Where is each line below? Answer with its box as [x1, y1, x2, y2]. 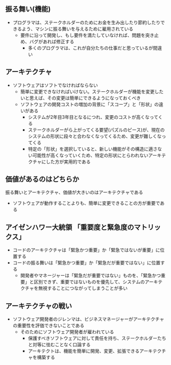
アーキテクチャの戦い [5, 301, 72, 310]
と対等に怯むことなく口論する [28, 342, 91, 348]
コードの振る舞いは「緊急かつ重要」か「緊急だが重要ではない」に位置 [12, 259, 161, 266]
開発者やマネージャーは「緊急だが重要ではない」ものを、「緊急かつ [20, 272, 161, 279]
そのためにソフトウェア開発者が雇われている [20, 329, 114, 335]
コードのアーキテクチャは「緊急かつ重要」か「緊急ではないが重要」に [12, 247, 160, 253]
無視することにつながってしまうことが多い [38, 285, 128, 292]
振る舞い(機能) [5, 5, 51, 14]
